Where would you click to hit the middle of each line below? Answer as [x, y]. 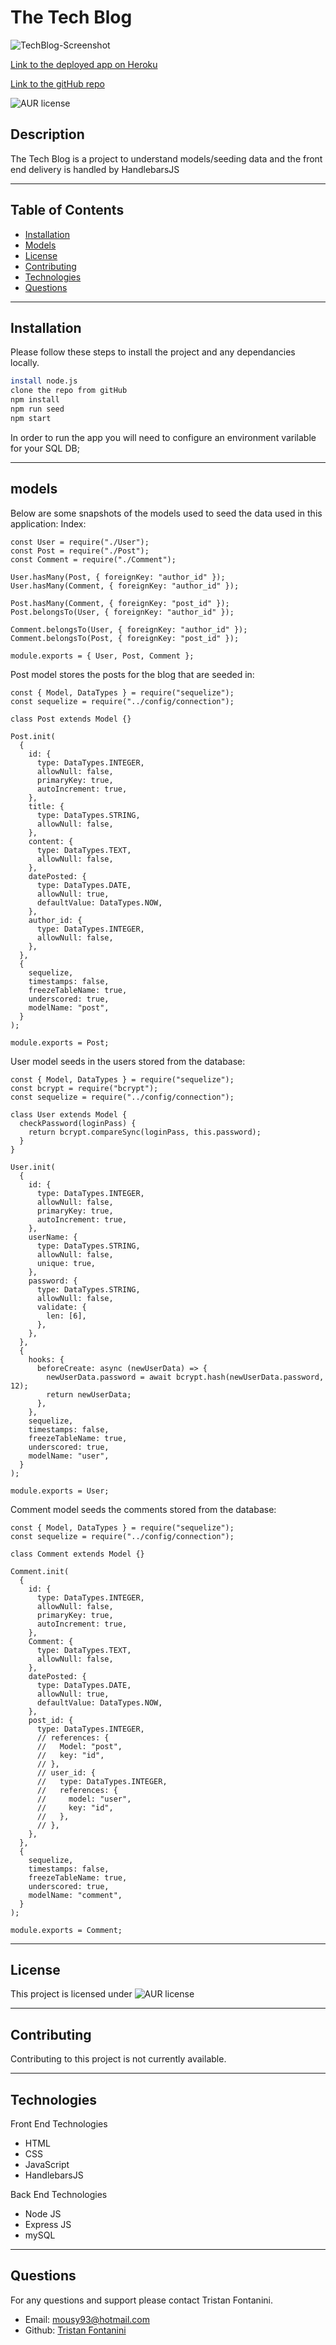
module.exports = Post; [60, 1042]
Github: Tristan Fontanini [75, 2330]
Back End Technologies [59, 2194]
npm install [35, 400]
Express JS [48, 2224]
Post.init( [33, 736]
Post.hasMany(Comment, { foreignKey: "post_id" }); [120, 603]
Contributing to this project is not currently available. [118, 2059]
